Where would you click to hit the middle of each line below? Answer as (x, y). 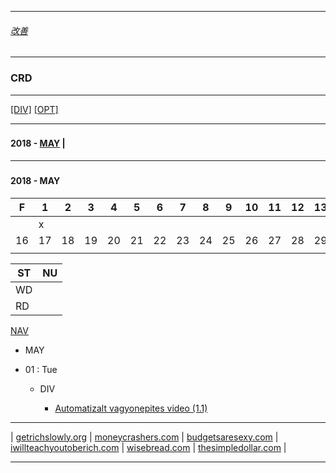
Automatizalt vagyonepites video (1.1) (131, 408)
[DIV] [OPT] (34, 109)
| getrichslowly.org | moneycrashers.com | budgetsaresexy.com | (144, 437)
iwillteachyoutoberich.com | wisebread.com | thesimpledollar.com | (148, 447)
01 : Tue (41, 369)
